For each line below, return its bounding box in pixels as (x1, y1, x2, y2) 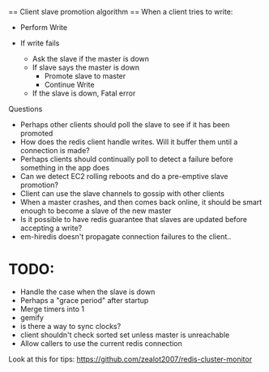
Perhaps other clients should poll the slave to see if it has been (19, 120, 230, 129)
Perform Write (19, 23, 67, 32)
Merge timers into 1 (19, 304, 85, 314)
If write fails (19, 38, 60, 48)
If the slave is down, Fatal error (32, 88, 136, 98)
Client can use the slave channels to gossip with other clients (19, 189, 225, 198)
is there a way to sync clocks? (19, 321, 122, 331)
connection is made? (19, 146, 91, 155)
